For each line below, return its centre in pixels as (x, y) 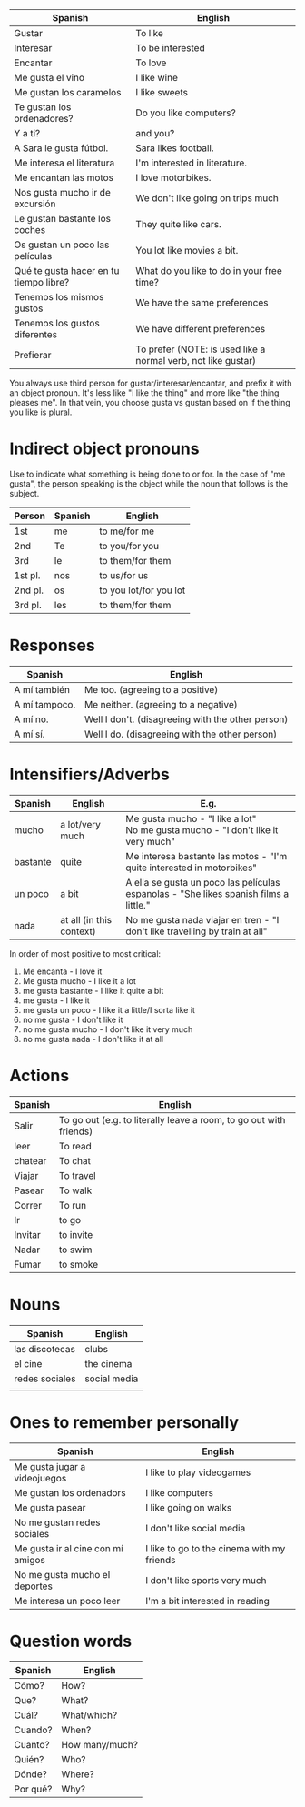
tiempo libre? (42, 282)
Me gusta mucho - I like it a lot (79, 980)
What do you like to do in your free (209, 271)
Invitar (27, 1234)
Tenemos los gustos (57, 323)
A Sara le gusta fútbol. (61, 148)
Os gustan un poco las (62, 245)
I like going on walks (188, 1507)
